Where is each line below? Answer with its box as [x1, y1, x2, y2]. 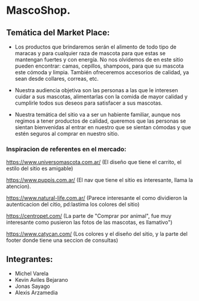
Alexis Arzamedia [14, 289, 58, 296]
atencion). [6, 183, 31, 190]
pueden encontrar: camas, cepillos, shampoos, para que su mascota [14, 62, 184, 69]
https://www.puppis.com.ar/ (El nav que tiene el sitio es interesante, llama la [6, 177, 193, 184]
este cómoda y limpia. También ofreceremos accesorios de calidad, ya [14, 69, 189, 75]
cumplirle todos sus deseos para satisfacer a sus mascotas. [14, 99, 163, 107]
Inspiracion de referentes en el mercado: [6, 145, 127, 153]
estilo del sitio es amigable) [6, 165, 74, 172]
